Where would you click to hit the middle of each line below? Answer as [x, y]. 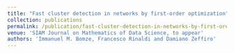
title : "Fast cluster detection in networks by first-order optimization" [118, 13]
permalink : [23, 26]
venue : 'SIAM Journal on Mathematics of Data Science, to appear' [106, 33]
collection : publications [45, 20]
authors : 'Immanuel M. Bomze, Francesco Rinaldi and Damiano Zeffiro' [112, 39]
